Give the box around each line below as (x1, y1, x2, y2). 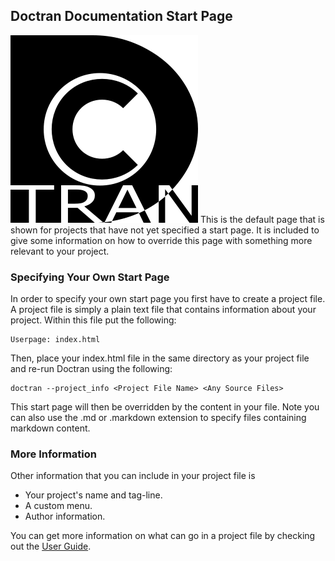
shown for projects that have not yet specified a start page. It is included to (10, 224, 320, 236)
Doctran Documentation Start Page (10, 8, 233, 25)
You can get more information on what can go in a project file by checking (10, 530, 316, 542)
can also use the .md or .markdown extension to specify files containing (10, 412, 307, 424)
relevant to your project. (10, 245, 110, 257)
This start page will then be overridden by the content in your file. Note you (10, 401, 320, 413)
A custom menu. (24, 500, 93, 512)
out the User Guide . (10, 540, 92, 553)
